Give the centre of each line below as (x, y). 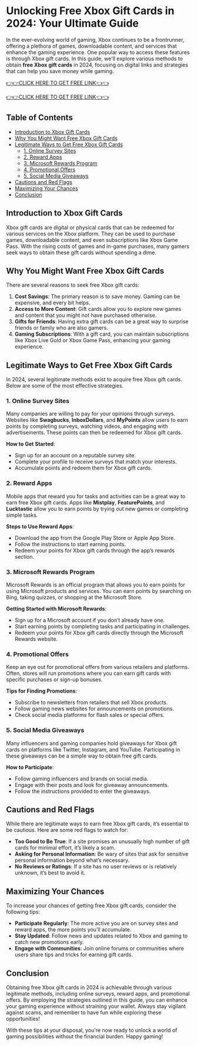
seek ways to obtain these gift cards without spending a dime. (81, 253)
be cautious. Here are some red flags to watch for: (67, 830)
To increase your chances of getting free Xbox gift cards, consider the (91, 906)
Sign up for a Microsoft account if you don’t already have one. (90, 620)
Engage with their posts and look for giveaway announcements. (92, 785)
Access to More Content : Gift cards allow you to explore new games (98, 309)
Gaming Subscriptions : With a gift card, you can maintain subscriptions (102, 334)
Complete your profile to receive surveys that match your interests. (96, 462)
